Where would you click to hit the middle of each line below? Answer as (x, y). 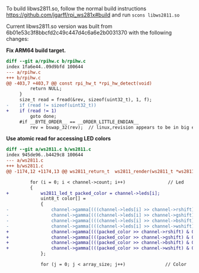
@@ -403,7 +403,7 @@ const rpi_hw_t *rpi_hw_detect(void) (79, 83)
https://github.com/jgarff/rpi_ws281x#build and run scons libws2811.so (93, 15)
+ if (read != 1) (32, 111)
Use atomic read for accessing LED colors (59, 139)
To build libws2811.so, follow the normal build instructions (76, 9)
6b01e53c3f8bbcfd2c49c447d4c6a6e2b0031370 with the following (89, 33)
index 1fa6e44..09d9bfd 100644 (45, 67)
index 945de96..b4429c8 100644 (45, 155)
